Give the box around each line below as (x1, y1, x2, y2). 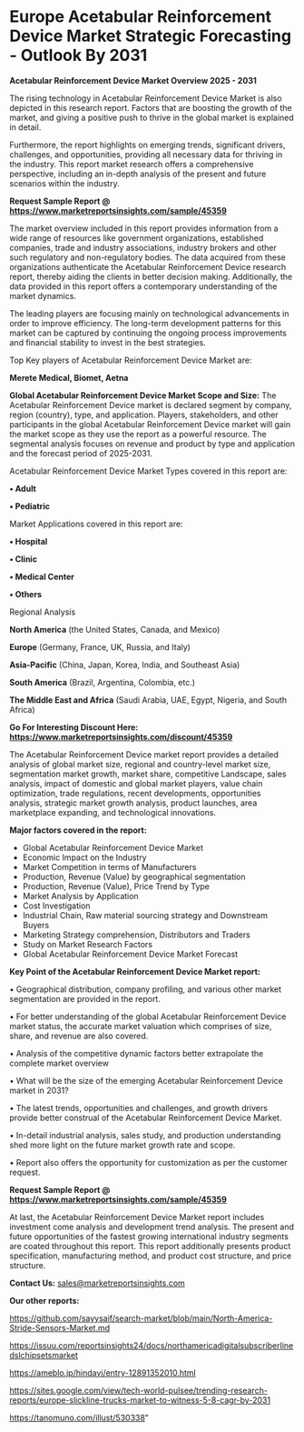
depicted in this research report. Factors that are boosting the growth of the (9, 102, 292, 113)
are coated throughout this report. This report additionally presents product (9, 1240, 291, 1251)
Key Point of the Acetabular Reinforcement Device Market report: (9, 966, 261, 976)
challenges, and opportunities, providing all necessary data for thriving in (9, 148, 283, 160)
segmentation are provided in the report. (9, 993, 161, 1004)
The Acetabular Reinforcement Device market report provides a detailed (9, 748, 279, 760)
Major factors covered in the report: (9, 825, 147, 836)
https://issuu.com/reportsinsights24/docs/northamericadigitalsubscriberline (9, 1339, 294, 1351)
